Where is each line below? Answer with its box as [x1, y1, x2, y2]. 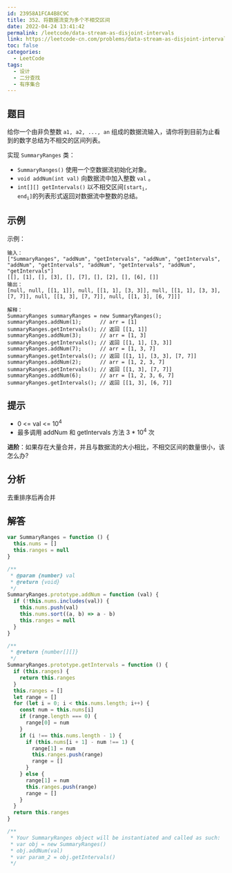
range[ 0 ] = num [25, 719, 70, 726]
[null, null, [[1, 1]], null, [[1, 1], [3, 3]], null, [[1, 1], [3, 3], [7, 287, 221, 294]
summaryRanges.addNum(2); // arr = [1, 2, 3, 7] [7, 358, 166, 366]
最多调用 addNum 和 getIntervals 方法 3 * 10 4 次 [17, 427, 155, 436]
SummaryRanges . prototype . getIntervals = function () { [7, 662, 168, 669]
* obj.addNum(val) [10, 847, 64, 854]
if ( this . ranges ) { [13, 668, 70, 675]
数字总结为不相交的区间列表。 [19, 136, 104, 145]
